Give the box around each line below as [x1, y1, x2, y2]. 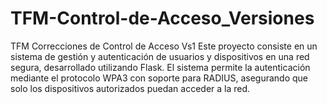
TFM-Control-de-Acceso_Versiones [10, 7, 315, 30]
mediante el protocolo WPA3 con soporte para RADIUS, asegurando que [10, 72, 308, 84]
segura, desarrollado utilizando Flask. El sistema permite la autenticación [10, 61, 311, 73]
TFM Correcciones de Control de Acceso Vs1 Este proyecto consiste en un [10, 40, 318, 52]
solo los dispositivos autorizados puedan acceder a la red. [10, 82, 251, 94]
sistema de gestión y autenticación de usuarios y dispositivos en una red [10, 50, 310, 62]
